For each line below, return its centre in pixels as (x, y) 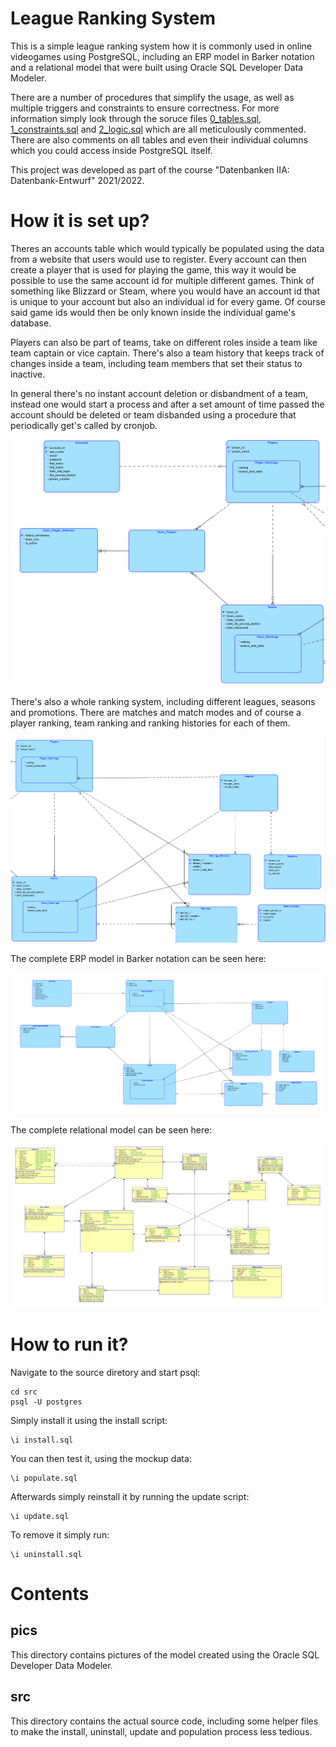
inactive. (28, 374)
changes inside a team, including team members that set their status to (156, 363)
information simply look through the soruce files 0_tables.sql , (136, 118)
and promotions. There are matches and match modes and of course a (156, 712)
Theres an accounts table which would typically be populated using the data (167, 248)
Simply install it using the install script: (89, 1420)
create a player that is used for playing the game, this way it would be (153, 269)
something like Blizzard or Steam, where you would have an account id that (165, 291)
